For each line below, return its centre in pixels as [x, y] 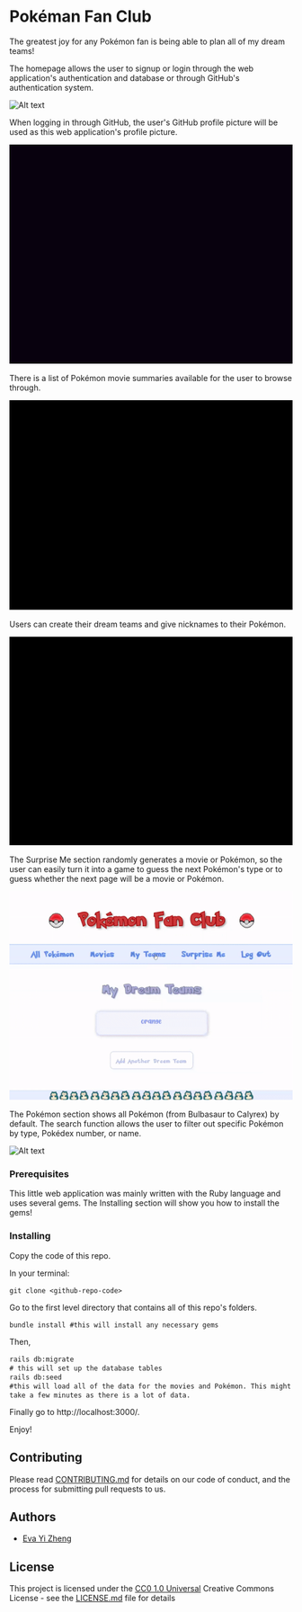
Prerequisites [39, 1174]
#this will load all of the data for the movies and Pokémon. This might [151, 1386]
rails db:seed [36, 1377]
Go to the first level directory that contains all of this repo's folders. [133, 1307]
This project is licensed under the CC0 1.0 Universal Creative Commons [142, 1589]
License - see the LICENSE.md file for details [93, 1599]
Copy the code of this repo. [60, 1255]
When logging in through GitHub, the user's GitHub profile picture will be [144, 122]
